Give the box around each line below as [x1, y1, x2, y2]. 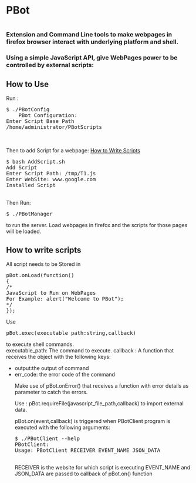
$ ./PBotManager [6, 211, 53, 218]
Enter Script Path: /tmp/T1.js [6, 170, 96, 177]
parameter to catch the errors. [14, 388, 88, 395]
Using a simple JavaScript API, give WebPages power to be [6, 54, 178, 62]
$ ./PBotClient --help [14, 435, 80, 442]
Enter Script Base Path [6, 118, 75, 125]
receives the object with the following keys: [6, 353, 111, 360]
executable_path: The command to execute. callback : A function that [6, 347, 174, 354]
